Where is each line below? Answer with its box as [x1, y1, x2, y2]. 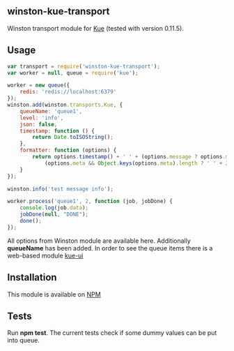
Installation [7, 271, 57, 283]
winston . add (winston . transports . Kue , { [7, 101, 123, 108]
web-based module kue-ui [7, 251, 84, 260]
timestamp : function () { [19, 127, 95, 135]
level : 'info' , [19, 114, 64, 121]
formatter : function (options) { [19, 147, 117, 154]
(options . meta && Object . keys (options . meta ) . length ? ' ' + [44, 160, 223, 167]
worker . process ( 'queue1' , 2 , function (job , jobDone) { [7, 198, 173, 205]
